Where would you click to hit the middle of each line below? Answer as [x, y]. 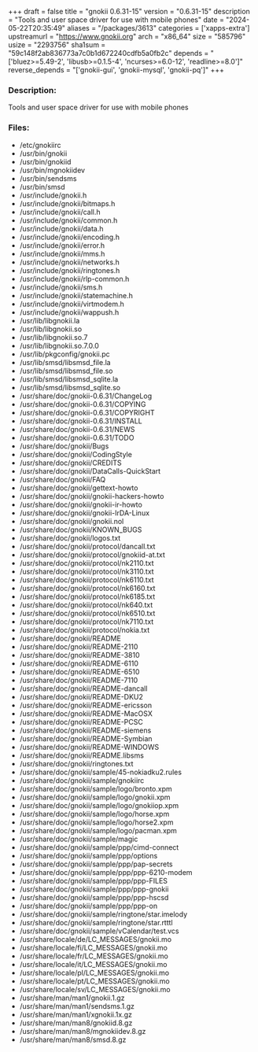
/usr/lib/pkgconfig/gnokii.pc [64, 354]
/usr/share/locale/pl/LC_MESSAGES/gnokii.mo [94, 973]
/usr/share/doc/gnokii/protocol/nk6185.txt [87, 596]
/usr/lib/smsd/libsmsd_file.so [66, 371]
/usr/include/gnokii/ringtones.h [70, 270]
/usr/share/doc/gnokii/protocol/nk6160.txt [87, 588]
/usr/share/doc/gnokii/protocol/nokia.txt [85, 629]
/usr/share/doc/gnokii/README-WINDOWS [89, 747]
